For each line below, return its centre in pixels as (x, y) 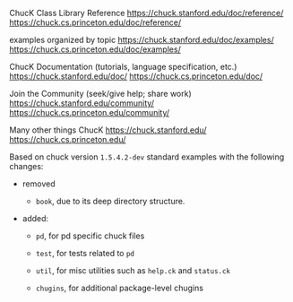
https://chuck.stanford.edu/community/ (82, 103)
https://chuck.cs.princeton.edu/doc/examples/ (95, 49)
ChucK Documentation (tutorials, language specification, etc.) (123, 67)
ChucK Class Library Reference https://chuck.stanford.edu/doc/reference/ (146, 13)
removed (39, 184)
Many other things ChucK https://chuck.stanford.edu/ (108, 130)
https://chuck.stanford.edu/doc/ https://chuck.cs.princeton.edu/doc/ (136, 76)
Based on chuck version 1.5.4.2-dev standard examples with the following (147, 157)
